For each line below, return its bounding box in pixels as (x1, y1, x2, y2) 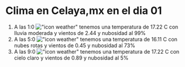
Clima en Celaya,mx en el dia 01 (5, 4, 162, 17)
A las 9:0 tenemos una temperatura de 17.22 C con (13, 48, 180, 55)
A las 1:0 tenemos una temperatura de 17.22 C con (13, 23, 179, 30)
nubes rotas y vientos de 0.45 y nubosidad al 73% (13, 42, 136, 49)
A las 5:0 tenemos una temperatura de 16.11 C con (13, 36, 178, 43)
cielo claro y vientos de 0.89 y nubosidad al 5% (13, 54, 129, 61)
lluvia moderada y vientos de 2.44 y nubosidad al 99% (13, 29, 146, 36)
